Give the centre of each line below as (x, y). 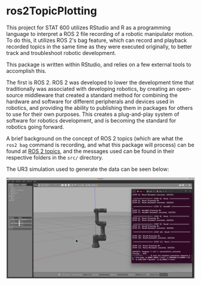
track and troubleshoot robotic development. (61, 53)
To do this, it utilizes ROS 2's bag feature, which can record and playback (97, 40)
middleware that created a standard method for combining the (101, 95)
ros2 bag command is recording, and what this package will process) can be (100, 145)
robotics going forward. (35, 127)
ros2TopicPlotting (52, 11)
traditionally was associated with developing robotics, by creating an (91, 88)
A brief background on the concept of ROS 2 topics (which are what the (95, 138)
